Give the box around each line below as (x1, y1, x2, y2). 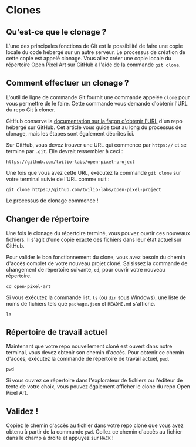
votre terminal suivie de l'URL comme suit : (6, 175, 110, 182)
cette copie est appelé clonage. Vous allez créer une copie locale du (6, 55, 172, 62)
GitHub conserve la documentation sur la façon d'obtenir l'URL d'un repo (6, 117, 183, 124)
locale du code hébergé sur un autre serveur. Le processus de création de (6, 49, 186, 56)
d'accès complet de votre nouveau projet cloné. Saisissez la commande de (6, 259, 188, 267)
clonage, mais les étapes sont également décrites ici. (6, 130, 135, 137)
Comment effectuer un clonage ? (6, 78, 129, 88)
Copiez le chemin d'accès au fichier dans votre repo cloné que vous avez (6, 422, 184, 429)
